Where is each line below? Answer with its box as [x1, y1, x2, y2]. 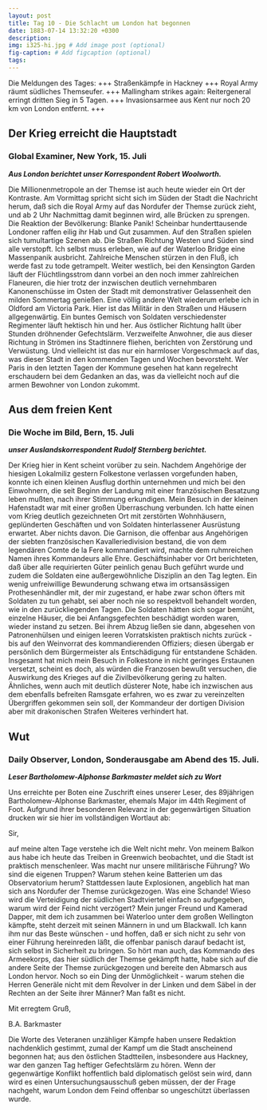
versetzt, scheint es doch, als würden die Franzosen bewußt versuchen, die [8, 664, 257, 674]
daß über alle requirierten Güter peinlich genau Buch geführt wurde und [8, 563, 245, 572]
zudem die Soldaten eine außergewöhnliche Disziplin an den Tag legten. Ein [8, 571, 257, 580]
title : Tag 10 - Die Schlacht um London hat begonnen [8, 19, 191, 27]
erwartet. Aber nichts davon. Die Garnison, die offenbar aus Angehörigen [8, 528, 249, 538]
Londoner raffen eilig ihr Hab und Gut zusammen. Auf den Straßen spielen [8, 227, 253, 237]
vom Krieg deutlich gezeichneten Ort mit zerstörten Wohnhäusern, [8, 511, 226, 521]
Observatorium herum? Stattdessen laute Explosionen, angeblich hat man [8, 877, 249, 887]
